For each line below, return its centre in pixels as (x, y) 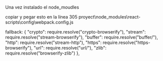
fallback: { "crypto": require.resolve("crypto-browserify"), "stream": (76, 32)
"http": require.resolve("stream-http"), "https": (53, 42)
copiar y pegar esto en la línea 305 (41, 17)
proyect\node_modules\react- (110, 17)
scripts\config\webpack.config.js (39, 22)
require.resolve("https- (126, 42)
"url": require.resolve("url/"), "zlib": (70, 48)
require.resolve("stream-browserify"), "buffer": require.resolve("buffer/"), (82, 37)
